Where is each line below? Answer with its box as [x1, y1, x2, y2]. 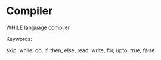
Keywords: [6, 35, 33, 42]
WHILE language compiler [6, 24, 70, 31]
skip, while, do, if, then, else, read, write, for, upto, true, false [6, 46, 155, 54]
